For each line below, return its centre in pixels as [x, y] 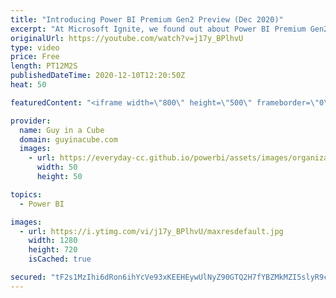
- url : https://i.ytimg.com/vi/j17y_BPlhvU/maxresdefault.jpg [151, 231]
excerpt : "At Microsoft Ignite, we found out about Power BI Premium [158, 29]
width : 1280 [53, 241]
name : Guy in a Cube [62, 130]
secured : [28, 277]
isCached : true [60, 259]
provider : [31, 121]
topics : [26, 194]
